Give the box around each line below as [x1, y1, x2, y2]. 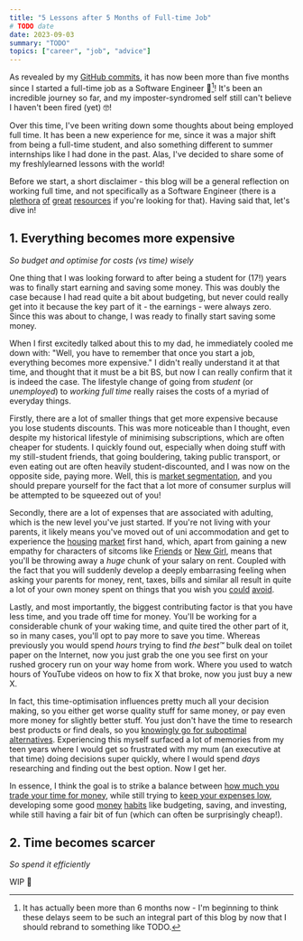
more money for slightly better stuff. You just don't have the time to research [9, 714, 293, 725]
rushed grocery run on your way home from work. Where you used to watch [9, 658, 293, 669]
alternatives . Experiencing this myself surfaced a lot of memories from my [9, 733, 284, 745]
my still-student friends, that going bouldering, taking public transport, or [9, 451, 281, 461]
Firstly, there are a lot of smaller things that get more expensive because [9, 413, 279, 424]
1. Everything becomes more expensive [9, 231, 235, 247]
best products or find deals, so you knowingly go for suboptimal [9, 724, 247, 735]
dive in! [9, 204, 37, 215]
